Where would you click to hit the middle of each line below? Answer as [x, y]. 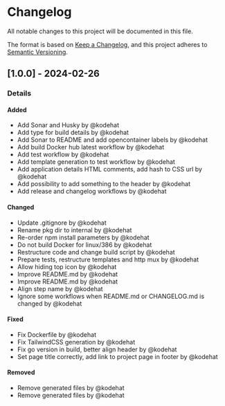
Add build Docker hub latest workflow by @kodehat [91, 147]
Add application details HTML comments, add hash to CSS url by [110, 169]
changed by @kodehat [49, 303]
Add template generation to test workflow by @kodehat [96, 162]
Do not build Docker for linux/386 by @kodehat [84, 244]
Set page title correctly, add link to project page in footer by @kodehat [117, 356]
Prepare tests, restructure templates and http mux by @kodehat [108, 259]
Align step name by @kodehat [60, 288]
